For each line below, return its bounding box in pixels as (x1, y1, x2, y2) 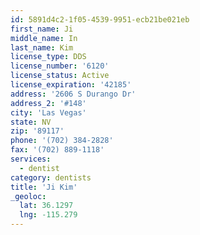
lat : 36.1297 (19, 201, 74, 211)
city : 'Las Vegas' (10, 107, 87, 118)
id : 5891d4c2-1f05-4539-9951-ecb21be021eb (10, 14, 190, 25)
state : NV (10, 117, 52, 127)
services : (10, 154, 52, 164)
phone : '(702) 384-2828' (10, 136, 114, 146)
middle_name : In (10, 33, 78, 43)
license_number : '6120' (10, 61, 110, 71)
